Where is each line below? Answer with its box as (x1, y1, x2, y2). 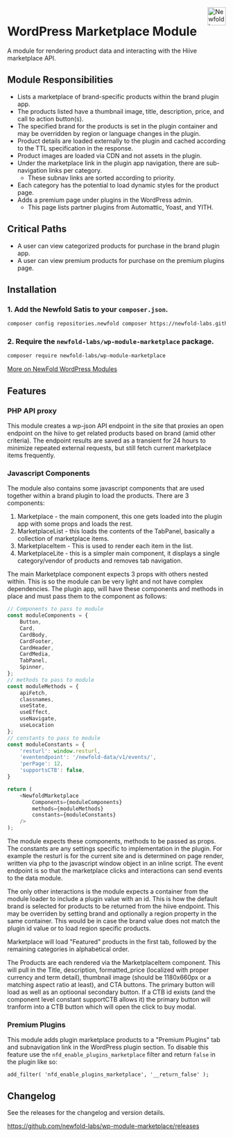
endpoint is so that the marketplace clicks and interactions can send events (7, 866, 223, 875)
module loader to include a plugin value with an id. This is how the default (7, 895, 218, 903)
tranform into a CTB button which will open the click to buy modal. (7, 1002, 196, 1011)
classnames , (19, 696, 54, 703)
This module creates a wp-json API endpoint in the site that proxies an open (7, 421, 224, 429)
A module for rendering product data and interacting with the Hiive (7, 46, 198, 55)
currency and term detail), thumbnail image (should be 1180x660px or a (7, 973, 212, 982)
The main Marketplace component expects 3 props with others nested (7, 570, 209, 579)
